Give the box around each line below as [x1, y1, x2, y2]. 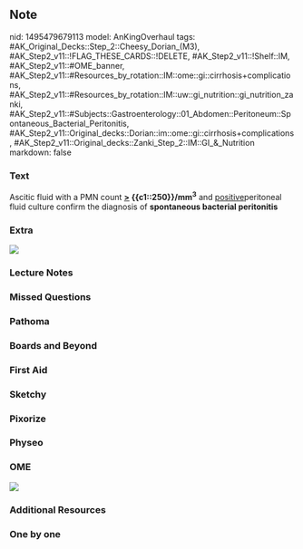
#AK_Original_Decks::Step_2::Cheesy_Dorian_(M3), [9, 41, 200, 52]
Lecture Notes [9, 266, 73, 279]
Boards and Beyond [9, 339, 98, 352]
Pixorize [9, 412, 47, 425]
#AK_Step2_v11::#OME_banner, [9, 60, 125, 71]
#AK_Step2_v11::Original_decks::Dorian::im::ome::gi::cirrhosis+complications [9, 127, 295, 139]
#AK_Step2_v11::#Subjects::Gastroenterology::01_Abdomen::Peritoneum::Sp [9, 108, 292, 119]
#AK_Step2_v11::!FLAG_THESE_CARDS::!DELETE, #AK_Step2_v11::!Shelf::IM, [9, 50, 290, 62]
